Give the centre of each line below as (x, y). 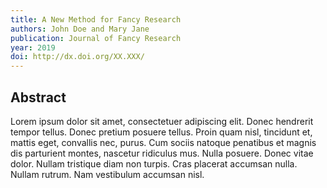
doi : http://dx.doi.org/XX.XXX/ (77, 57)
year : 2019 (33, 47)
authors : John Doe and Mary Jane (80, 29)
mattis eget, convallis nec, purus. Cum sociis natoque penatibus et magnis (163, 142)
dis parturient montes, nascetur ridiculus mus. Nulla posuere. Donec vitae (162, 153)
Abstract (38, 97)
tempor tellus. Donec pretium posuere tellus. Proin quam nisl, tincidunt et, (161, 132)
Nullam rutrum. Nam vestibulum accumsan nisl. (107, 174)
